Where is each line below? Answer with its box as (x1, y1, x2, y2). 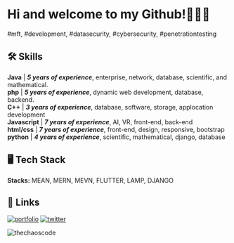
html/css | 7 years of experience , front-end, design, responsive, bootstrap (7, 125, 225, 133)
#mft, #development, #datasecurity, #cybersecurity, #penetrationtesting (7, 29, 217, 38)
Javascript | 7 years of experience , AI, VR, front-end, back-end (7, 117, 193, 126)
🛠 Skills (7, 51, 44, 63)
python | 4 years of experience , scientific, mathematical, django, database (7, 133, 226, 141)
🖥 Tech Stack (7, 154, 66, 166)
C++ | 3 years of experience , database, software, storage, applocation (7, 103, 214, 111)
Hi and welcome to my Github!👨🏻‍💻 (7, 6, 211, 22)
